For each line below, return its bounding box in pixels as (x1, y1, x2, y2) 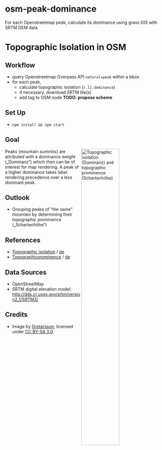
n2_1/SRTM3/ (12, 296, 39, 302)
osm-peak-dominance (5, 3, 97, 15)
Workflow (5, 61, 35, 69)
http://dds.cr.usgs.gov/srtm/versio (12, 292, 81, 297)
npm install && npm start (12, 122, 64, 127)
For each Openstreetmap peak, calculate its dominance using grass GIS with (5, 19, 158, 25)
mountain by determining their (12, 211, 73, 217)
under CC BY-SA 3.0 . (12, 329, 54, 334)
